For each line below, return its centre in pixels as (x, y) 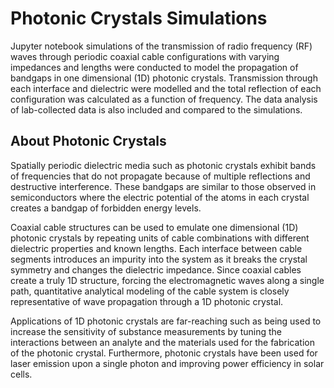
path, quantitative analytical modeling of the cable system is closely (150, 291)
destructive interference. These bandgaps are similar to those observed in (163, 186)
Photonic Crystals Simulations (139, 18)
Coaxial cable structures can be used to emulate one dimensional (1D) (154, 227)
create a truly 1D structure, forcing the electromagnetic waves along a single (167, 280)
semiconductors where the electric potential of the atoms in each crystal (160, 197)
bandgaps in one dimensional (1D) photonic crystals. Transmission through (164, 78)
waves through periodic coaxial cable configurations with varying (145, 56)
